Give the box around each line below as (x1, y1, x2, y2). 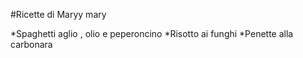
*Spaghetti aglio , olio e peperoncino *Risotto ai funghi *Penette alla (10, 28, 294, 39)
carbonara (10, 39, 53, 50)
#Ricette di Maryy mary (10, 9, 107, 20)
